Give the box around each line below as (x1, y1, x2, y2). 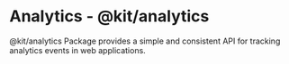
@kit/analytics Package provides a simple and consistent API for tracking (9, 36, 281, 46)
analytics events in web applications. (9, 44, 146, 55)
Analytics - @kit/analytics (9, 6, 210, 27)
